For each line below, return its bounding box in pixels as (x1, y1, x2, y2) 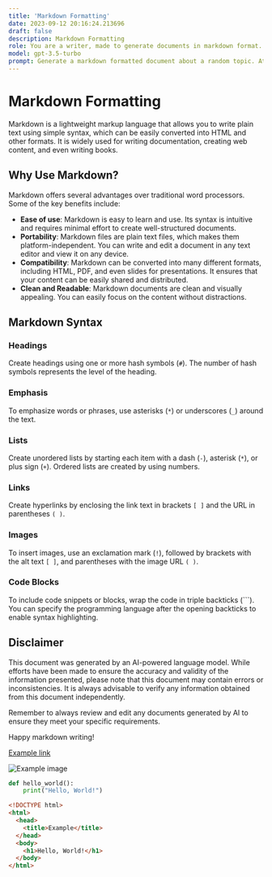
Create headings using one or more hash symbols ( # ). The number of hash (8, 358, 257, 368)
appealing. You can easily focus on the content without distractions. (19, 292, 247, 301)
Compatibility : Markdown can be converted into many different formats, (19, 257, 261, 267)
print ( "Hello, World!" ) (23, 787, 104, 795)
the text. (8, 414, 36, 424)
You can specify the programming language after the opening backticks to (8, 603, 257, 613)
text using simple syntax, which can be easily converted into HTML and (8, 127, 247, 137)
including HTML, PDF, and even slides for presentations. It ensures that (19, 266, 258, 276)
